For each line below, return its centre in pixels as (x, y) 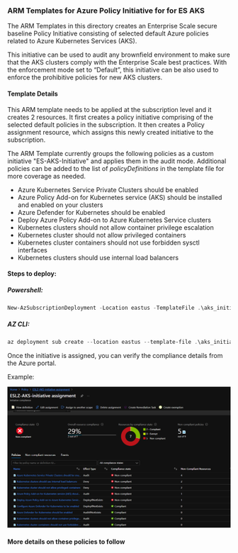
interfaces (32, 250)
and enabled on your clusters (60, 205)
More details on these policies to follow (66, 542)
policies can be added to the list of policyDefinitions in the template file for (116, 168)
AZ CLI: (18, 324)
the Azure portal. (32, 363)
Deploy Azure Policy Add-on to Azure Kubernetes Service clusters (114, 220)
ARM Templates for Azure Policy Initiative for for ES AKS (106, 11)
